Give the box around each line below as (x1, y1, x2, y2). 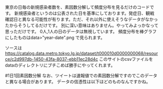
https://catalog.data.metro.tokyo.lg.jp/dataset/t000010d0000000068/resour (5, 51, 158, 56)
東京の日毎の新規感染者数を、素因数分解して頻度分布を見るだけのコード (5, 4, 150, 10)
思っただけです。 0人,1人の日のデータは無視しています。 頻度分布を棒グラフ (5, 29, 157, 34)
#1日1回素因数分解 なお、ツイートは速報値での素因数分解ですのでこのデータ (5, 72, 158, 78)
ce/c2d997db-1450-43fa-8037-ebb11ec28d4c (5, 56, 98, 62)
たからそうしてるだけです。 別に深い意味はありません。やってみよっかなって (5, 22, 159, 28)
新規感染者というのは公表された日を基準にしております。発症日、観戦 (14, 10, 155, 16)
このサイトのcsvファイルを (99, 56, 153, 62)
